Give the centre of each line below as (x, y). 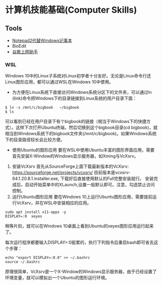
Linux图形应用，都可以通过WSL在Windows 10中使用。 (59, 82)
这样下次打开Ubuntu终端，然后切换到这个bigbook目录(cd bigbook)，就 (87, 127)
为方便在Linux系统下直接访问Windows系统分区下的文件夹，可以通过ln (82, 92)
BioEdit (19, 46)
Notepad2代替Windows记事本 (42, 40)
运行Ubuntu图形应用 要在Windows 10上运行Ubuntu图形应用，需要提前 (82, 197)
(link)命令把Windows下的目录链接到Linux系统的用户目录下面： (74, 98)
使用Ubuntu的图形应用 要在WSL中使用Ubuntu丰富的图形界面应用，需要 (83, 150)
